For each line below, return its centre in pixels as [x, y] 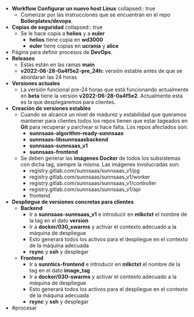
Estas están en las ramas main [58, 65]
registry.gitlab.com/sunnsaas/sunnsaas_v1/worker [90, 177]
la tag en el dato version [59, 220]
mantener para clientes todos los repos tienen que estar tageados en [104, 121]
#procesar [24, 308]
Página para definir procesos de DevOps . [62, 52]
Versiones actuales [36, 83]
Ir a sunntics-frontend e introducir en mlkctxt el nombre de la [105, 264]
